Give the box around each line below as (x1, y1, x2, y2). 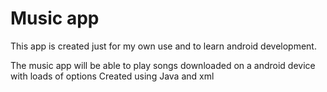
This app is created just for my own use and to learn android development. (10, 40, 317, 52)
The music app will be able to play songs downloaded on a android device (10, 59, 316, 71)
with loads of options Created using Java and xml (10, 70, 215, 82)
